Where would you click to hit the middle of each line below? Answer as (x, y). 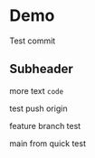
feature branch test (45, 125)
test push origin (38, 108)
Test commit (33, 41)
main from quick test (47, 143)
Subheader (42, 69)
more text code (37, 90)
